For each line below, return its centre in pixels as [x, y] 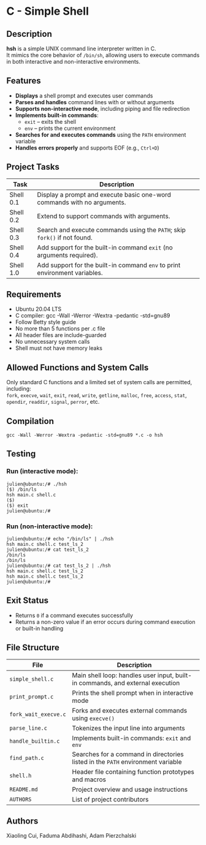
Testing [21, 454]
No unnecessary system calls [52, 342]
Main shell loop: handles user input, [123, 675]
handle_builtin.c [35, 741]
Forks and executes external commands [130, 710]
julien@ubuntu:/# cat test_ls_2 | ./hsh [59, 566]
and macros [89, 779]
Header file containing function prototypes [133, 771]
